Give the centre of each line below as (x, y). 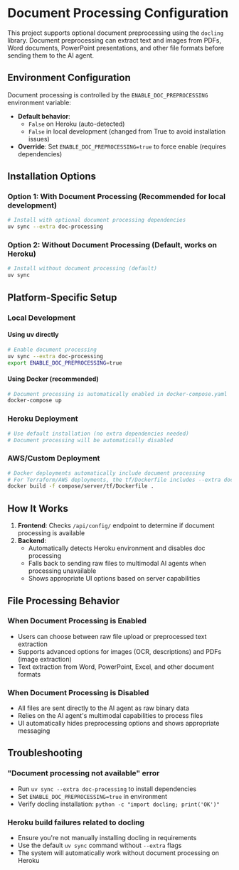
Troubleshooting (45, 753)
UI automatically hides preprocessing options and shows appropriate (118, 724)
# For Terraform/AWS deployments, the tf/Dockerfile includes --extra (114, 480)
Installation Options (52, 177)
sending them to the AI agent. (51, 55)
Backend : (32, 541)
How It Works (38, 509)
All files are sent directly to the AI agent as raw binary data (103, 708)
